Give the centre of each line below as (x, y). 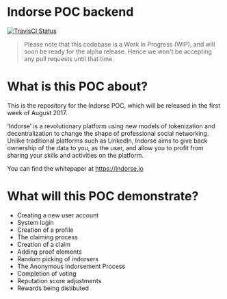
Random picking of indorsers (58, 259)
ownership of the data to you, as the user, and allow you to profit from (105, 147)
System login (35, 222)
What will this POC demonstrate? (103, 196)
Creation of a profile (45, 230)
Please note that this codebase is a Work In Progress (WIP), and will (119, 44)
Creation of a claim (44, 244)
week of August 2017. (37, 112)
